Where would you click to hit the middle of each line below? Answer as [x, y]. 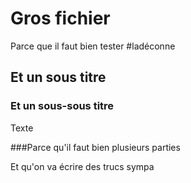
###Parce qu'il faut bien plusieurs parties [95, 147]
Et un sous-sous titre [62, 106]
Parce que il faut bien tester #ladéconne [93, 46]
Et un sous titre [58, 77]
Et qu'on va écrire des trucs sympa [82, 166]
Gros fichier [60, 18]
